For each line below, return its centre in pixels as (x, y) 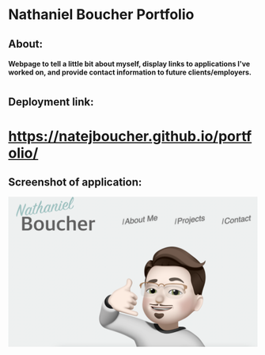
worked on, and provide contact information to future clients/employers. (130, 72)
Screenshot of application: (75, 182)
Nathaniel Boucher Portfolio (101, 15)
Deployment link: (51, 102)
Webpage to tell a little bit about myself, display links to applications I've (129, 64)
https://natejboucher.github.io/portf (130, 136)
